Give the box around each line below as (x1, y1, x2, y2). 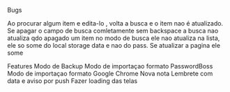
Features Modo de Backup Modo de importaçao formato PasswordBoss (7, 62, 213, 70)
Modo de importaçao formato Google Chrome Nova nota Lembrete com (7, 69, 213, 77)
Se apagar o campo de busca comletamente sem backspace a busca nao (7, 27, 219, 35)
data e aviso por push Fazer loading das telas (7, 77, 138, 85)
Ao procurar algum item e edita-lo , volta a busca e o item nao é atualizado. (7, 19, 224, 27)
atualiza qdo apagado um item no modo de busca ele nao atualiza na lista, (7, 34, 220, 42)
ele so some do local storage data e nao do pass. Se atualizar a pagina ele (7, 42, 221, 49)
